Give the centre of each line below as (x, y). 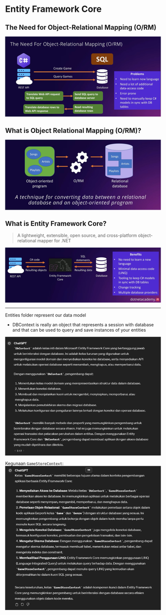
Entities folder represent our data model (46, 315)
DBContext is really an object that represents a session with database (83, 324)
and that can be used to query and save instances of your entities (79, 330)
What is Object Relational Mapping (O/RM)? (73, 130)
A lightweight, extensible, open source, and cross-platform (77, 235)
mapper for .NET (54, 241)
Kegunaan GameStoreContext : (34, 464)
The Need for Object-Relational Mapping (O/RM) (81, 27)
